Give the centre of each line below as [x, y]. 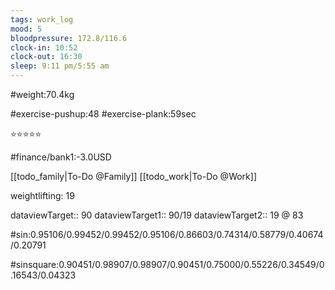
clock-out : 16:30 [46, 57]
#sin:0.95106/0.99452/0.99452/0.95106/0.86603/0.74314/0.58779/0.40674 [167, 234]
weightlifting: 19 [42, 195]
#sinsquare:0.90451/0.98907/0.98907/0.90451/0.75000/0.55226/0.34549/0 [167, 264]
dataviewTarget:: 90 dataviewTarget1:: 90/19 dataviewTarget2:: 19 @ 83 [157, 215]
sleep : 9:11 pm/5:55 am [60, 66]
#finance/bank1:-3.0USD [61, 157]
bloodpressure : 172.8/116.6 [69, 38]
